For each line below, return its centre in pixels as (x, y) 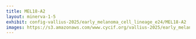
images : (15, 27)
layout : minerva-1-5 (31, 17)
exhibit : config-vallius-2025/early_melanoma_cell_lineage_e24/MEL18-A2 (96, 22)
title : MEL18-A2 (26, 11)
